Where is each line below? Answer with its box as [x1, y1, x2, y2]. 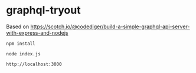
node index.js [6, 51, 41, 57]
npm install [6, 41, 35, 47]
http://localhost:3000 [6, 61, 62, 67]
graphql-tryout [6, 4, 81, 17]
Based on [6, 23, 30, 30]
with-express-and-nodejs [6, 29, 68, 36]
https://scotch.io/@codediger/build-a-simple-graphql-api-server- [30, 23, 190, 30]
